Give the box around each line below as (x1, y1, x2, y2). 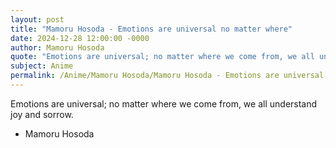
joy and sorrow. (10, 108, 74, 120)
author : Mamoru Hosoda (10, 42, 105, 53)
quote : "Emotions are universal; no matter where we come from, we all (10, 52, 315, 62)
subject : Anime (10, 61, 74, 71)
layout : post (10, 14, 65, 25)
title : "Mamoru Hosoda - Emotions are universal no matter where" (10, 24, 293, 34)
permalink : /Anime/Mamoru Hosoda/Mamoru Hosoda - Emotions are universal (10, 71, 325, 81)
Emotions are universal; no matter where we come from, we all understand (10, 97, 318, 110)
